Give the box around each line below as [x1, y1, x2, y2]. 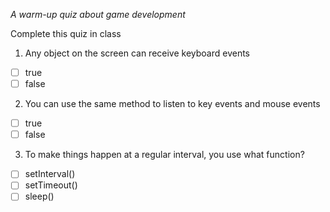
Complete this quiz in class [10, 28, 122, 39]
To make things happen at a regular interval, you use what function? [24, 149, 305, 161]
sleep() [24, 190, 55, 203]
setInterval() [24, 168, 76, 180]
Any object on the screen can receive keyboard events [24, 47, 250, 59]
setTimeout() [24, 179, 78, 191]
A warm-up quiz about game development [10, 9, 186, 20]
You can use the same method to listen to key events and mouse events [24, 98, 321, 110]
